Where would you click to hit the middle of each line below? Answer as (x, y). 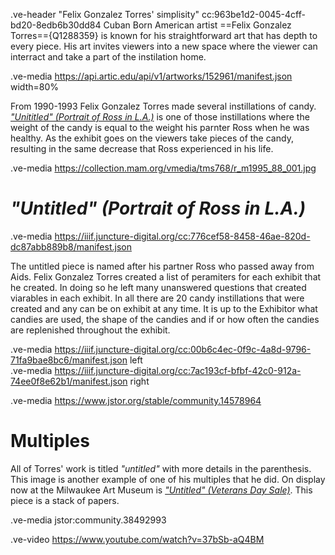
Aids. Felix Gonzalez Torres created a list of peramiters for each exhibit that (166, 276)
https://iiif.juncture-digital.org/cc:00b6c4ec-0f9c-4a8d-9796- (183, 349)
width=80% (34, 87)
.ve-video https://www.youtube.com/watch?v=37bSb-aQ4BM (137, 539)
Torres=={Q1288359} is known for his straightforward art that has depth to (164, 35)
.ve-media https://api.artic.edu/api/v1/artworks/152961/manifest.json (151, 76)
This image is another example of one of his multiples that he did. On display (168, 479)
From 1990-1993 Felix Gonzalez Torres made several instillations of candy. (163, 106)
